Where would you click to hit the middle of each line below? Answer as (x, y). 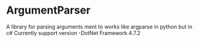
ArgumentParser (48, 10)
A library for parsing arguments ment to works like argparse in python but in (99, 27)
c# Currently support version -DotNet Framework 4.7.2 (73, 33)
